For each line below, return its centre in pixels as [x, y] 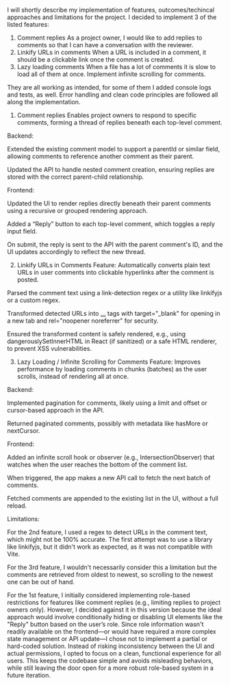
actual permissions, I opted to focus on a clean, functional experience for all [114, 653]
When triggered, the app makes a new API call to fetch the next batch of [109, 478]
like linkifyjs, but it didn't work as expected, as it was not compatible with [110, 547]
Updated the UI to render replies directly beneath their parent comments [109, 203]
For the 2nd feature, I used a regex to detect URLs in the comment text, [107, 532]
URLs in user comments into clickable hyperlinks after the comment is [115, 272]
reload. [17, 506]
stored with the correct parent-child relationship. [76, 177]
